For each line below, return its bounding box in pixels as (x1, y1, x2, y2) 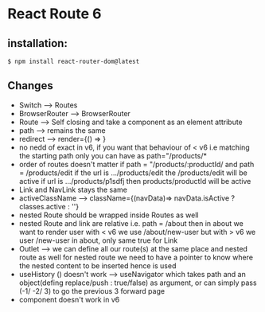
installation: (7, 37, 68, 50)
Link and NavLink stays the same (18, 185, 128, 194)
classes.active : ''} (18, 201, 80, 211)
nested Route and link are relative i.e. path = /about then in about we (18, 218, 244, 228)
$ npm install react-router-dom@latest (7, 57, 140, 65)
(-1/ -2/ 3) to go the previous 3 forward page (18, 286, 165, 295)
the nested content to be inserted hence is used (18, 260, 177, 271)
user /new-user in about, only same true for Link (18, 236, 178, 245)
